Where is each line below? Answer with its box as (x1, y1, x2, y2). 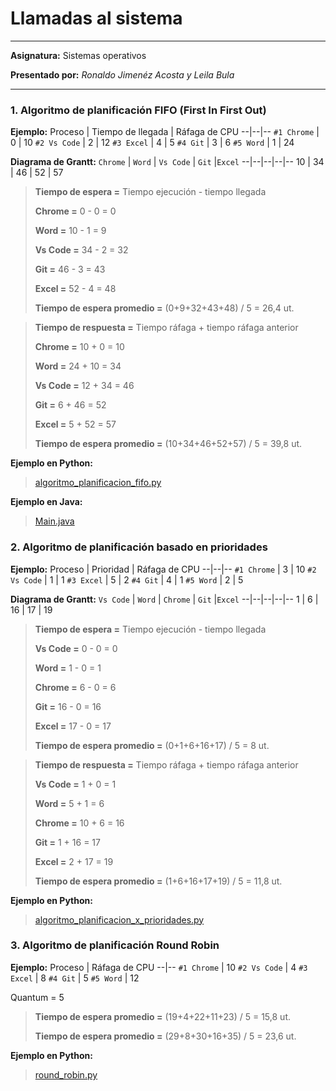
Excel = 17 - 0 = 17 (34, 720, 112, 732)
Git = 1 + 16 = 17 (34, 836, 101, 848)
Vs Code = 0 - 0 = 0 (34, 642, 118, 654)
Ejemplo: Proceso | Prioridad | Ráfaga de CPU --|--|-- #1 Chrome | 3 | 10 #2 (10, 563, 317, 575)
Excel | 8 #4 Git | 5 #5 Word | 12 (10, 972, 140, 984)
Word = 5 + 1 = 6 (34, 797, 105, 809)
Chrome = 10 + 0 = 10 (34, 341, 125, 353)
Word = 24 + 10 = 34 (34, 360, 122, 372)
